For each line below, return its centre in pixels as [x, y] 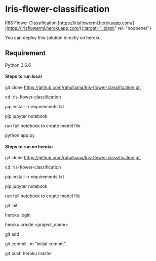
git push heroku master [29, 254]
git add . [14, 234]
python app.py [20, 135]
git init [12, 206]
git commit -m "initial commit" [36, 244]
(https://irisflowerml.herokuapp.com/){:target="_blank [60, 28]
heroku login [18, 215]
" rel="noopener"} [133, 28]
